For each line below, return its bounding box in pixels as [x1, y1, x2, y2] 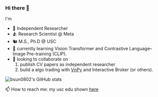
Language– [129, 46, 152, 52]
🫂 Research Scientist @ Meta [12, 31, 74, 37]
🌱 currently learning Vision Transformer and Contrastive [12, 46, 128, 52]
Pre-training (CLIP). [27, 51, 67, 57]
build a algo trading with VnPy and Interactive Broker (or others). [20, 67, 153, 73]
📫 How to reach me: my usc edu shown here [5, 87, 99, 93]
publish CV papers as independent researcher [20, 62, 115, 68]
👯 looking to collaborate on [12, 56, 69, 62]
